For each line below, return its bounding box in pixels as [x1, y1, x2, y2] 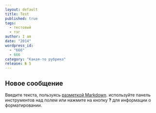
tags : [5, 20, 16, 26]
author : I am [5, 34, 31, 39]
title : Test [5, 12, 29, 16]
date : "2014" [5, 39, 31, 44]
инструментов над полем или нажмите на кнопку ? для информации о [5, 97, 151, 103]
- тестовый [9, 25, 31, 30]
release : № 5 [5, 61, 31, 66]
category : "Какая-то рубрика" [5, 57, 66, 62]
